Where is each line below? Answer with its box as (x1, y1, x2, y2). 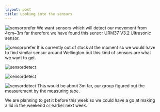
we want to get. (5, 55, 36, 60)
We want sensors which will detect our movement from (37, 25, 147, 30)
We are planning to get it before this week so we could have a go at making (5, 97, 155, 103)
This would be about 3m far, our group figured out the (37, 83, 145, 88)
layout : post (5, 7, 32, 12)
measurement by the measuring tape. (5, 88, 80, 94)
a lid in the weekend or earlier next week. (5, 102, 87, 108)
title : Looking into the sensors (5, 12, 73, 16)
